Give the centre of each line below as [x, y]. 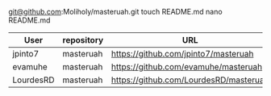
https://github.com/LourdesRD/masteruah [190, 80]
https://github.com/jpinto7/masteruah [183, 54]
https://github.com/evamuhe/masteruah [187, 67]
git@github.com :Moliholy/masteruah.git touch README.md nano [116, 12]
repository [83, 40]
